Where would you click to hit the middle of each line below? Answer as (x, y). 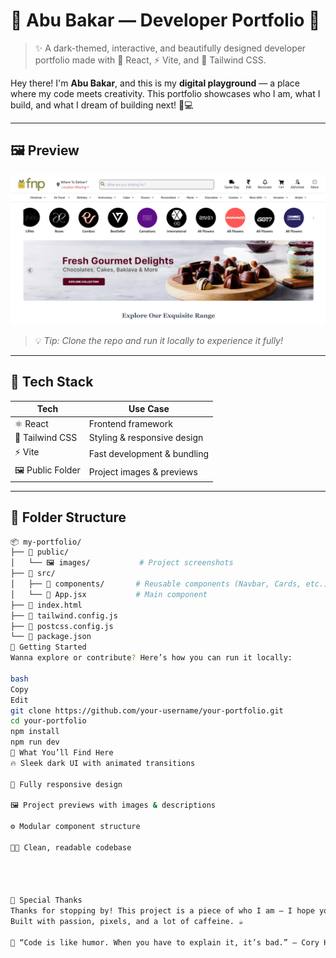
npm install (35, 732)
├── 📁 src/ (33, 574)
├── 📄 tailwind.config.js (64, 615)
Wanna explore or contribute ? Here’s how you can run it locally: (151, 658)
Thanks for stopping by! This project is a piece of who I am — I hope (162, 911)
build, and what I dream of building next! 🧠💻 (102, 105)
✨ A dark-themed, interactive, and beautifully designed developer (170, 48)
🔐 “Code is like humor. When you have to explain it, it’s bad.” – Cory (165, 942)
